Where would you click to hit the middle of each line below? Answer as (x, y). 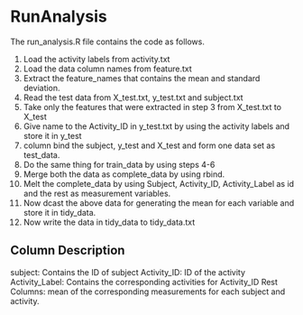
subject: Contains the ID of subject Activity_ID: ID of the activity (128, 272)
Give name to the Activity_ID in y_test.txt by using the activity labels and (156, 126)
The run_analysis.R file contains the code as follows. (108, 42)
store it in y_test (52, 135)
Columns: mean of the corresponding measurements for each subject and (148, 292)
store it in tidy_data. (60, 212)
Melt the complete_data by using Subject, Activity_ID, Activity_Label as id (159, 183)
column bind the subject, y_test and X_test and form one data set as (149, 145)
